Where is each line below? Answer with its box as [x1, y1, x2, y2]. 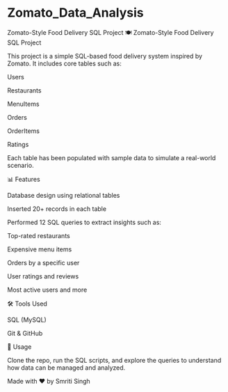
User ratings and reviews [7, 272, 79, 280]
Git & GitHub [7, 329, 43, 337]
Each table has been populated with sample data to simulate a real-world [7, 153, 216, 162]
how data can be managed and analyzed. [7, 363, 126, 372]
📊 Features [7, 175, 40, 183]
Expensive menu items [7, 245, 72, 253]
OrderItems [7, 127, 40, 135]
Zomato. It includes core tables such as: [7, 59, 122, 68]
